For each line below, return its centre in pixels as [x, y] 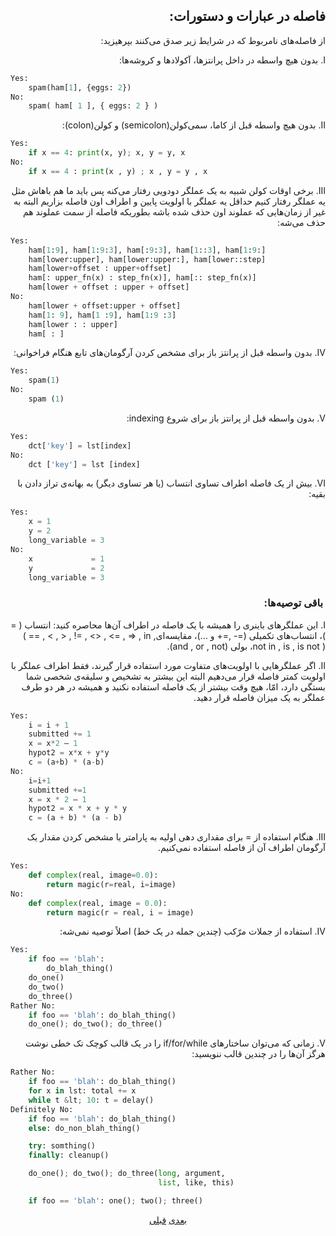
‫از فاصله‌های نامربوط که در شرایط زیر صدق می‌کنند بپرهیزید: [213, 40]
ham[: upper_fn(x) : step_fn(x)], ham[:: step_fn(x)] [142, 278]
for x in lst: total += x [82, 1091]
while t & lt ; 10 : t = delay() [91, 1100]
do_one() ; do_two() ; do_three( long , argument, [127, 1174]
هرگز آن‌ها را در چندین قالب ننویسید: [258, 1054]
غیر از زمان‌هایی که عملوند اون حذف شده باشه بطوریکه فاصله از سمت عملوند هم [174, 211]
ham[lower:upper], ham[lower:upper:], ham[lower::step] [147, 259]
